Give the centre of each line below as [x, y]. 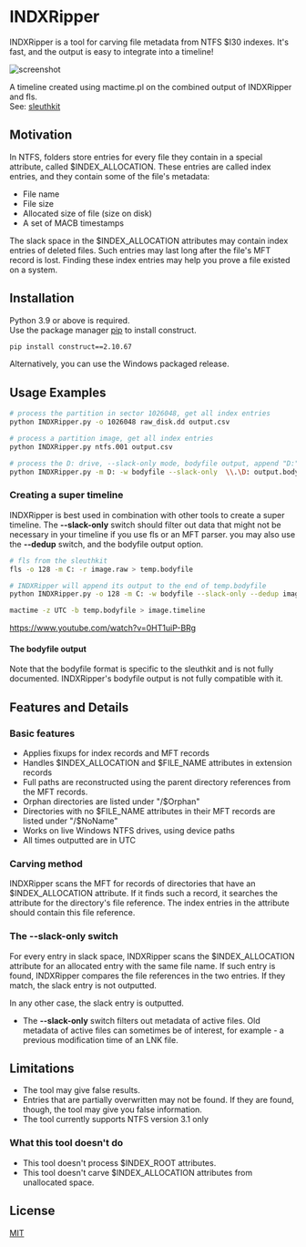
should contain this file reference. [72, 913]
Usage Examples [58, 392]
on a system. [33, 270]
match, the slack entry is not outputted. [83, 985]
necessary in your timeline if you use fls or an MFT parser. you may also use [153, 534]
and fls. [24, 97]
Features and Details [69, 707]
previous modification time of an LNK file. [101, 1039]
